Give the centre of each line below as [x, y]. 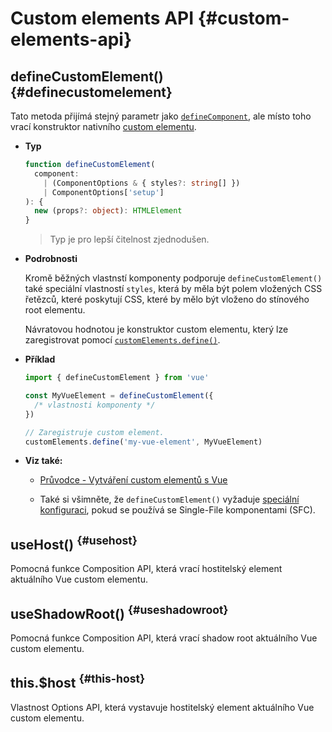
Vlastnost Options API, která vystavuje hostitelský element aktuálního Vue [162, 707]
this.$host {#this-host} [78, 682]
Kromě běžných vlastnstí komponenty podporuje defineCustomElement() [173, 278]
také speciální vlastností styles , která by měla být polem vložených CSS [173, 289]
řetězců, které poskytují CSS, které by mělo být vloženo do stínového [167, 299]
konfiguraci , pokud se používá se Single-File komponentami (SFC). [177, 510]
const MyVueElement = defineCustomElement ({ [119, 396]
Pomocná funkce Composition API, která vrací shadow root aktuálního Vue [164, 638]
